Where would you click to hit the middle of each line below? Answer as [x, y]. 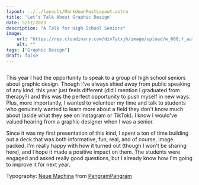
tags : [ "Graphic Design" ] [38, 50]
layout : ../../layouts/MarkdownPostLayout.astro [67, 12]
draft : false [22, 56]
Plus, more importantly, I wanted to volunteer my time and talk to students [96, 103]
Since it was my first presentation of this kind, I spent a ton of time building [97, 133]
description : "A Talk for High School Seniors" [66, 28]
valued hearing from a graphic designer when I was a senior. [80, 121]
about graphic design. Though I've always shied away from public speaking [98, 84]
